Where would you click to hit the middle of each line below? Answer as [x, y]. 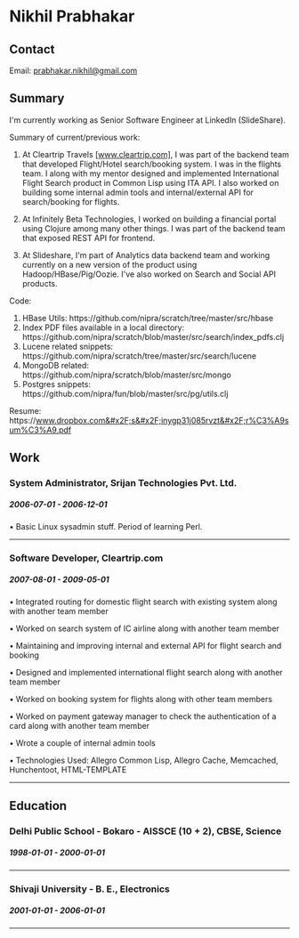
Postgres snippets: [57, 384]
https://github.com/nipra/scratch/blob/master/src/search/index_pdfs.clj [153, 336]
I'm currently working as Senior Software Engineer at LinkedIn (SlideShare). [148, 120]
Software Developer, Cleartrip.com [86, 558]
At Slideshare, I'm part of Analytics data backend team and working [145, 255]
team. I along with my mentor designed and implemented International [150, 173]
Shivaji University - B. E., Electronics [90, 889]
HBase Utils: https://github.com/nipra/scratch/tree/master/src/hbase [148, 318]
